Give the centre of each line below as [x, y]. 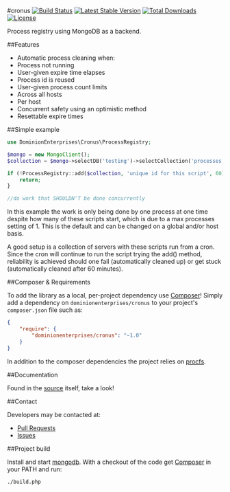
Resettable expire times [50, 116]
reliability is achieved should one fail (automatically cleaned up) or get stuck [114, 262]
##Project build [29, 448]
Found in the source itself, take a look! [61, 388]
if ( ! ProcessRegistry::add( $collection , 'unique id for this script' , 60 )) [117, 173]
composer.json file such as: [45, 310]
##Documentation [33, 374]
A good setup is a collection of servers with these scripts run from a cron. [111, 247]
